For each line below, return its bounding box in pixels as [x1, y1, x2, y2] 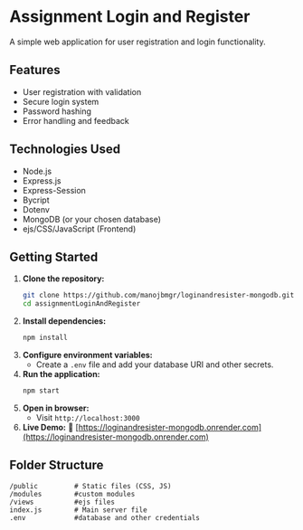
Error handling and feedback [22, 115, 129, 126]
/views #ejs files [9, 497, 116, 506]
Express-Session [22, 185, 86, 195]
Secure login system [22, 96, 99, 107]
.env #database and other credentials [9, 513, 201, 522]
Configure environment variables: [22, 350, 153, 360]
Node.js [22, 166, 52, 176]
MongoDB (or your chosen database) [22, 213, 161, 224]
